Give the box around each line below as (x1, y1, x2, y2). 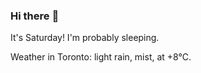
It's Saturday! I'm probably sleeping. (10, 32, 160, 44)
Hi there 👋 (10, 9, 60, 23)
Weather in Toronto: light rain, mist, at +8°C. (10, 51, 192, 63)
